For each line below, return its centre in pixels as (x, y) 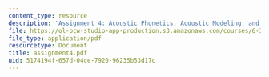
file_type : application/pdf (55, 38)
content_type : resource (48, 16)
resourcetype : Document (48, 46)
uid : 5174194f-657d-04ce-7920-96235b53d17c (82, 61)
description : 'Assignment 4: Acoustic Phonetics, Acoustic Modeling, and (134, 23)
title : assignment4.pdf (48, 53)
